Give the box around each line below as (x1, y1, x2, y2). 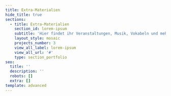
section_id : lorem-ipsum (14, 26, 67, 31)
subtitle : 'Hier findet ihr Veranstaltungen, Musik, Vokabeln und (14, 31, 158, 36)
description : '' (10, 69, 44, 74)
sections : (5, 17, 26, 22)
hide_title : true (5, 12, 42, 17)
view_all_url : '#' (14, 50, 53, 55)
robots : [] (10, 74, 33, 79)
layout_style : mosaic (14, 36, 60, 41)
